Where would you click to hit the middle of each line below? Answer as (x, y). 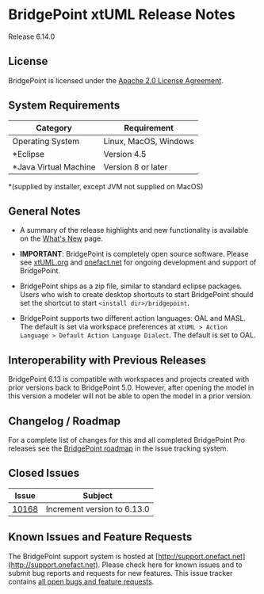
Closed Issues (44, 473)
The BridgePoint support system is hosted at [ (83, 556)
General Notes (44, 211)
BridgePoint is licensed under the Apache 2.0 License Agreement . (116, 80)
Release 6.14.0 (32, 36)
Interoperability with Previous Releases (107, 360)
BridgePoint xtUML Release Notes (122, 15)
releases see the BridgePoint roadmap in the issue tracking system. (118, 448)
